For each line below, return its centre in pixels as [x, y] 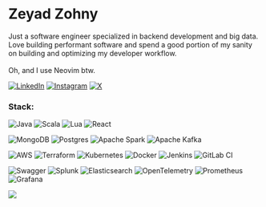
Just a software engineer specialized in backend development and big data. [133, 36]
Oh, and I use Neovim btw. [52, 70]
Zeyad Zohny [53, 14]
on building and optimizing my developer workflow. [93, 53]
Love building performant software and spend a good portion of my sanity [130, 44]
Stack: [21, 107]
